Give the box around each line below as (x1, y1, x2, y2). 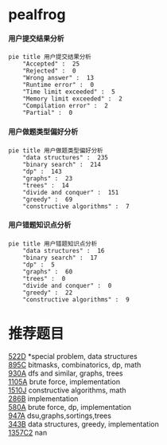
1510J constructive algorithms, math (8, 385, 126, 395)
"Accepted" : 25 (22, 60, 80, 69)
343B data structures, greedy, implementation (8, 419, 159, 428)
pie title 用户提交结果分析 (8, 53, 91, 61)
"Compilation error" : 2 (22, 102, 109, 110)
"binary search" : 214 (22, 160, 102, 168)
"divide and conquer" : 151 (22, 188, 119, 196)
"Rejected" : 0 (22, 67, 77, 75)
